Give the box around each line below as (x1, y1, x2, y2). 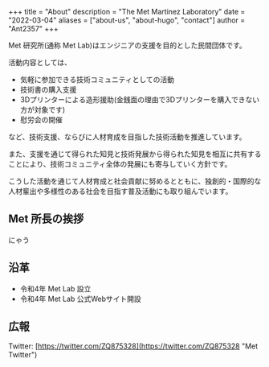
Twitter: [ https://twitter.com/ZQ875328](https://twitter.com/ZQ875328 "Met (8, 341, 259, 351)
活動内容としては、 (8, 58, 72, 67)
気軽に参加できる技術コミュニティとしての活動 (19, 75, 175, 84)
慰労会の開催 (19, 115, 63, 124)
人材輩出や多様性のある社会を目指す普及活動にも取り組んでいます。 (8, 187, 233, 196)
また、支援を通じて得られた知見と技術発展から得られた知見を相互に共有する (8, 149, 262, 159)
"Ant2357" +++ (8, 24, 59, 33)
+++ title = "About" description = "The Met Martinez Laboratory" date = (8, 7, 246, 16)
